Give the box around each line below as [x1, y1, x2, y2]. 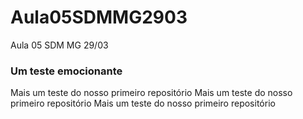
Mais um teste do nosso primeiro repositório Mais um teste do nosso [10, 87, 293, 99]
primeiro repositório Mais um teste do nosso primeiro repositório [10, 97, 276, 110]
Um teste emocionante [10, 64, 123, 78]
